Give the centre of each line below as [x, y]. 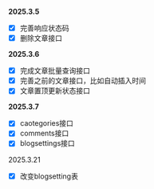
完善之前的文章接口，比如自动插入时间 [83, 81]
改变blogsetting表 [49, 176]
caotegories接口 [47, 123]
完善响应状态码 [44, 28]
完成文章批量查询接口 [55, 70]
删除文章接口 [41, 38]
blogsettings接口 [47, 143]
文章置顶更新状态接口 [55, 90]
